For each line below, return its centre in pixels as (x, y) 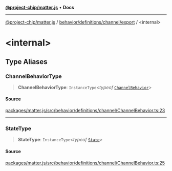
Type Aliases (26, 62)
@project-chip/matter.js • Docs (40, 7)
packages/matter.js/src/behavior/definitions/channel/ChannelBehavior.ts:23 (85, 111)
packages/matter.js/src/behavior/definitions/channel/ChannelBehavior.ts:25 (85, 163)
